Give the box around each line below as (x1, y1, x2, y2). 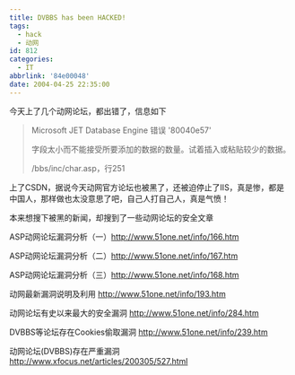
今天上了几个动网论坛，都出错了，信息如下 (9, 105, 167, 117)
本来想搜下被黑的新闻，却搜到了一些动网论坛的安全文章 (9, 212, 213, 222)
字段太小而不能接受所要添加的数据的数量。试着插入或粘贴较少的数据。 (30, 144, 291, 154)
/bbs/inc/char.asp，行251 (30, 162, 126, 173)
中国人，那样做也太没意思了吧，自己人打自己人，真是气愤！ (9, 193, 230, 204)
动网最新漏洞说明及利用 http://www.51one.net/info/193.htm (9, 288, 226, 299)
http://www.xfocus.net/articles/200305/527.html (9, 355, 188, 366)
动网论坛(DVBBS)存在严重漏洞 (9, 345, 120, 356)
